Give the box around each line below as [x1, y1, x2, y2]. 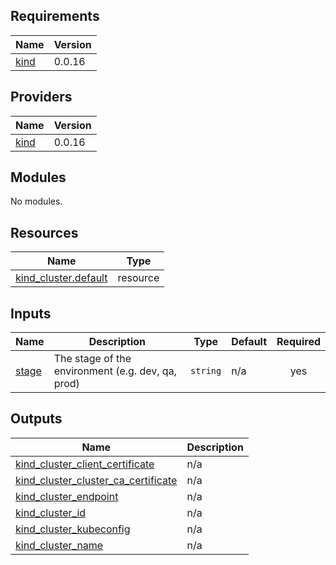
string [190, 365, 222, 377]
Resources [10, 224, 79, 241]
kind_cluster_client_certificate [15, 457, 155, 471]
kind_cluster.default [15, 271, 108, 285]
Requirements [10, 8, 100, 25]
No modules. [10, 195, 63, 208]
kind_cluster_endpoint [15, 489, 119, 503]
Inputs [10, 305, 52, 322]
